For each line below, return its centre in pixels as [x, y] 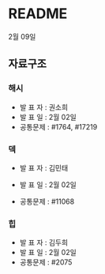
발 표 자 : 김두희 [44, 242]
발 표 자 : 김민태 [44, 167]
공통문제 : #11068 [47, 201]
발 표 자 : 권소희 [44, 107]
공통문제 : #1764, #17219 [58, 126]
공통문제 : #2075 [46, 262]
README [38, 14]
